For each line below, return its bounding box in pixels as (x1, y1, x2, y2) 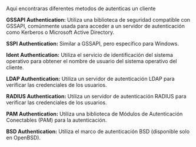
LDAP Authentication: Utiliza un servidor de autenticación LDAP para (6, 76, 175, 82)
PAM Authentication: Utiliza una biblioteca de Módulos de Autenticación (6, 111, 183, 117)
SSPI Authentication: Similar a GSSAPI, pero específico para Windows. (6, 40, 180, 47)
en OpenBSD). (6, 134, 41, 141)
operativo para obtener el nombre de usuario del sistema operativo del (6, 58, 177, 64)
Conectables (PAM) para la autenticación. (6, 117, 107, 124)
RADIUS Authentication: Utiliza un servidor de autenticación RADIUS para (6, 93, 187, 100)
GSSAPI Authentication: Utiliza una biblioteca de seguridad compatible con (6, 16, 190, 23)
